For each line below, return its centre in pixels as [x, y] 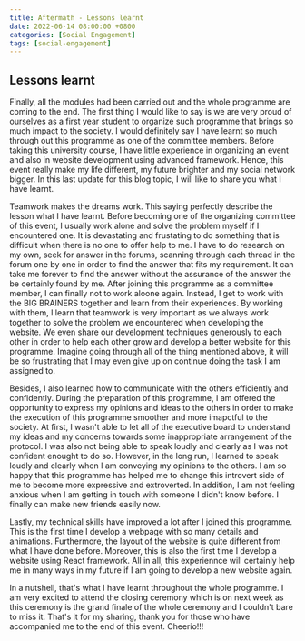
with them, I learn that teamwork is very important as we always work [139, 313]
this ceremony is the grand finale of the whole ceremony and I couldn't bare [151, 607]
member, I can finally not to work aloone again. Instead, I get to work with [147, 294]
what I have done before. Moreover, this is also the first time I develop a [143, 551]
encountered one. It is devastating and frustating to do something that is [144, 235]
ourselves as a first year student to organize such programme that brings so [152, 121]
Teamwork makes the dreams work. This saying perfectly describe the [141, 206]
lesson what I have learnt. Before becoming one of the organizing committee [152, 216]
